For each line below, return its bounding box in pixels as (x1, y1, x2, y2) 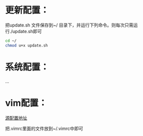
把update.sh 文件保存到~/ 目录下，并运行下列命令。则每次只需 (5, 22, 133, 28)
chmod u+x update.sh (5, 43, 48, 48)
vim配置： (5, 97, 47, 108)
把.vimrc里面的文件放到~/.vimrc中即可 (5, 125, 83, 131)
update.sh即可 (12, 28, 42, 34)
